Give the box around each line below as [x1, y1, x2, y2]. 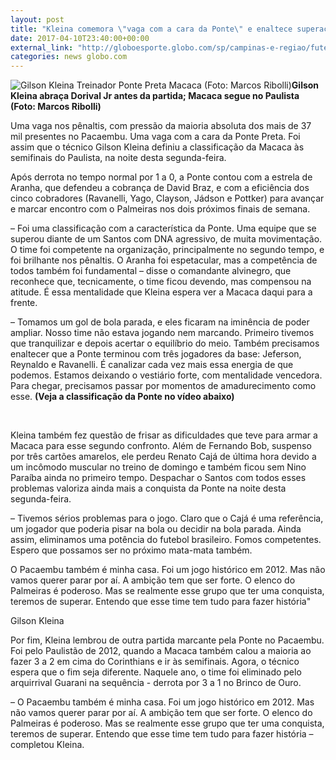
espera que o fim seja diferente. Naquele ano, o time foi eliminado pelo [10, 666, 302, 678]
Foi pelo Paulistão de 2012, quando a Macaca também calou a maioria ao [10, 645, 312, 657]
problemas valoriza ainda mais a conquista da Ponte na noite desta [10, 482, 287, 495]
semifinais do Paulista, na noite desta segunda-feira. [10, 152, 227, 164]
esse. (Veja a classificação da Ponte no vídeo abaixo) [10, 391, 235, 403]
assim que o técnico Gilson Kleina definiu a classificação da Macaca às [10, 141, 305, 153]
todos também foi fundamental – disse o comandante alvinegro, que [10, 265, 292, 277]
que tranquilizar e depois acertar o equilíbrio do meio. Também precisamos [10, 337, 320, 350]
